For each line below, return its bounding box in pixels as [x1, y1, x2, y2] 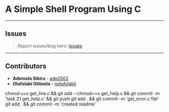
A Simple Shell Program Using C [5, 3, 141, 15]
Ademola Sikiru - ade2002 [12, 75, 69, 81]
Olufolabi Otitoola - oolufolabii [12, 80, 76, 86]
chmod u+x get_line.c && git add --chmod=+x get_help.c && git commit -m [5, 90, 160, 96]
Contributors [5, 62, 47, 70]
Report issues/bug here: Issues [17, 42, 82, 48]
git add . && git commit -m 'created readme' [5, 101, 96, 107]
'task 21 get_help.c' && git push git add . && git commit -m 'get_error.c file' [5, 95, 159, 101]
